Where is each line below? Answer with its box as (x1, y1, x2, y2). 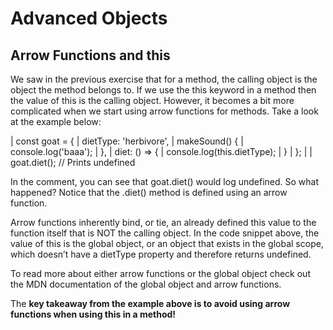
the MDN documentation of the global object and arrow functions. (10, 278, 282, 290)
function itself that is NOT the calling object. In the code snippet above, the (10, 227, 320, 239)
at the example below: (10, 116, 102, 127)
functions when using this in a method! (10, 308, 177, 320)
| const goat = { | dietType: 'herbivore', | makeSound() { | (10, 135, 244, 147)
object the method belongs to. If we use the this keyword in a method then (10, 84, 317, 96)
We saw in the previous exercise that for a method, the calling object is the (10, 73, 318, 85)
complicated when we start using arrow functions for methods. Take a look (10, 105, 319, 117)
